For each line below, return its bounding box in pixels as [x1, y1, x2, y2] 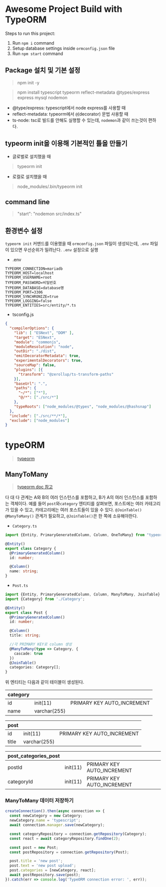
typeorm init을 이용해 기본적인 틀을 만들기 [5, 139, 127, 148]
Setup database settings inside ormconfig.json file [12, 45, 115, 51]
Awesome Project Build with [5, 3, 123, 15]
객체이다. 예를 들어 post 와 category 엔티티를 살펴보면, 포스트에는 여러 [10, 501, 144, 507]
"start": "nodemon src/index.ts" [17, 211, 82, 217]
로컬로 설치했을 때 [12, 174, 47, 179]
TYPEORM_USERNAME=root [5, 275, 52, 280]
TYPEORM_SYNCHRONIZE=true [5, 294, 58, 299]
